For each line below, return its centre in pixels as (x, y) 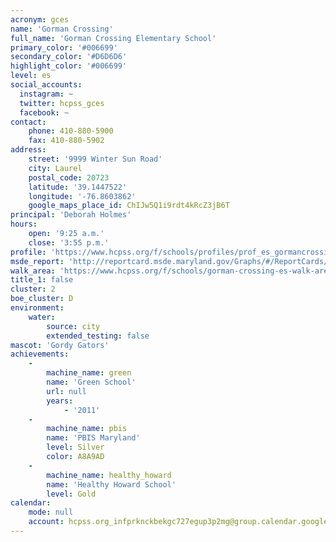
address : (28, 150)
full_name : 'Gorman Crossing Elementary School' (113, 38)
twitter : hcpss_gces (62, 103)
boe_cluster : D (42, 299)
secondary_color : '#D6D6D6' (69, 57)
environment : (37, 308)
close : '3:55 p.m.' (69, 242)
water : (42, 317)
